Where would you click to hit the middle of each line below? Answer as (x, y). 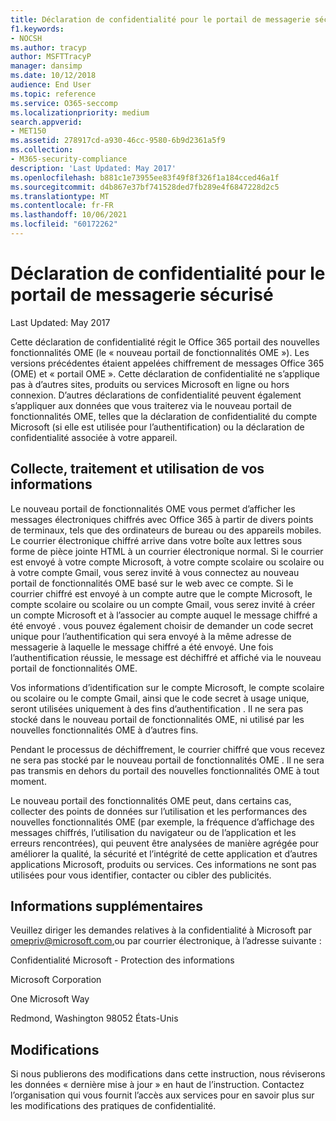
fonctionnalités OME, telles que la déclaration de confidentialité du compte (164, 416)
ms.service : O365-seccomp (64, 103)
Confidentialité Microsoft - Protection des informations (122, 960)
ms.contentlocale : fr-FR (62, 206)
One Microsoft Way (50, 999)
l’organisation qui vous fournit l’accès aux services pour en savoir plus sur (162, 1095)
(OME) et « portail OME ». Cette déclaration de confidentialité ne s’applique (165, 373)
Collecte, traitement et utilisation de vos (137, 469)
